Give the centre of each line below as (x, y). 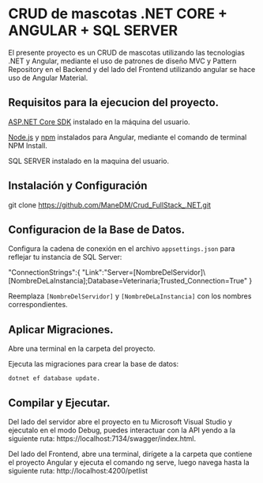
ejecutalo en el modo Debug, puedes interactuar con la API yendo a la (122, 430)
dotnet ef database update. (54, 378)
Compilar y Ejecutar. (59, 403)
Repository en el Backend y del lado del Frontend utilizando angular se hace (132, 69)
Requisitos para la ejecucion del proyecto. (114, 103)
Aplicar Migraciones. (61, 329)
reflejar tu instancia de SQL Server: (65, 257)
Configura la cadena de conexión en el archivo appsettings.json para (122, 249)
